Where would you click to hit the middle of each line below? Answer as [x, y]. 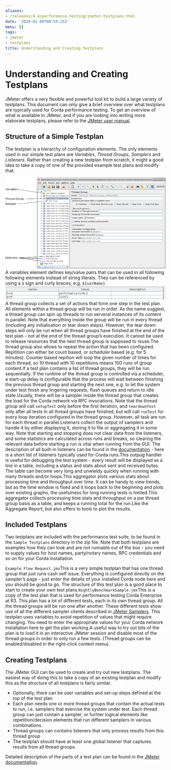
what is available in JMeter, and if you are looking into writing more [75, 115]
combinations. [27, 725]
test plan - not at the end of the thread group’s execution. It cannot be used [84, 336]
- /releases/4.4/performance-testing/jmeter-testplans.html [70, 16]
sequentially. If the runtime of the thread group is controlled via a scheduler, [85, 373]
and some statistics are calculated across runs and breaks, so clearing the [83, 438]
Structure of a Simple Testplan [54, 137]
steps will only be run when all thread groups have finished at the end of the [85, 330]
